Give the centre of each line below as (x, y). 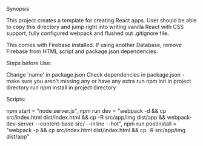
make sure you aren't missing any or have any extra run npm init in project (99, 81)
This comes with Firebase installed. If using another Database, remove (94, 45)
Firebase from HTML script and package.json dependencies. (82, 51)
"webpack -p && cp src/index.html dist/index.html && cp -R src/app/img (96, 130)
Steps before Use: (29, 63)
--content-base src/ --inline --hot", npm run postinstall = (106, 124)
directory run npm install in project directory (61, 87)
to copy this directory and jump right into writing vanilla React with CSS (95, 27)
